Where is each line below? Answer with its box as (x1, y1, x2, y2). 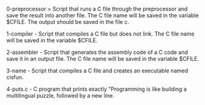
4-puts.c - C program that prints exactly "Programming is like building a (6, 85, 187, 93)
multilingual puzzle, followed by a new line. (6, 92, 114, 99)
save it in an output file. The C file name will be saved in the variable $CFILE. (6, 55, 199, 62)
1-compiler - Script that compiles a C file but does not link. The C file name (6, 30, 195, 37)
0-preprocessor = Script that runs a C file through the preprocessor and (6, 6, 188, 12)
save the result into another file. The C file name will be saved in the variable (6, 12, 199, 19)
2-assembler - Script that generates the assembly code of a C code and (6, 49, 188, 56)
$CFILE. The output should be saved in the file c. (6, 18, 130, 25)
